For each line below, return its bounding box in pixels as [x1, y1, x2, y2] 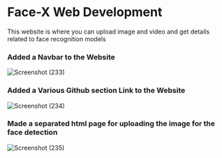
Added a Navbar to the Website [7, 52, 115, 62]
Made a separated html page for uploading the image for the [7, 119, 215, 129]
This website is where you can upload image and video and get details [7, 27, 210, 36]
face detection [7, 127, 58, 137]
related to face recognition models [7, 34, 106, 43]
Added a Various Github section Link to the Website [7, 85, 186, 95]
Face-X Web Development [7, 4, 163, 20]
